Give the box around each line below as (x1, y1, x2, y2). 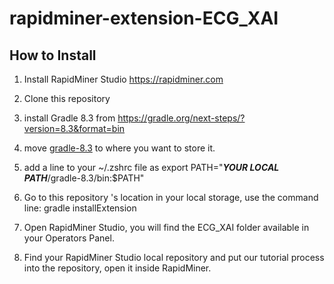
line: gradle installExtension (23, 202, 137, 214)
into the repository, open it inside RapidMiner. (23, 262, 212, 274)
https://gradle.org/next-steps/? (117, 112, 246, 124)
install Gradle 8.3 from (23, 112, 116, 124)
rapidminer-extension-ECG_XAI (9, 7, 279, 30)
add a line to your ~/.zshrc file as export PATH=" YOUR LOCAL (23, 162, 280, 173)
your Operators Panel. (23, 232, 115, 244)
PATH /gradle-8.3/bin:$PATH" (23, 172, 145, 184)
